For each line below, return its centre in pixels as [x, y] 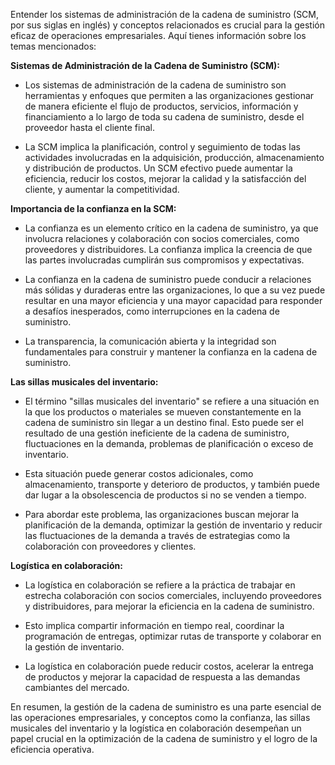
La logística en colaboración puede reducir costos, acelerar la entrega [169, 666]
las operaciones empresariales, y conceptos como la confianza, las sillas [160, 717]
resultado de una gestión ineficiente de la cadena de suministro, [157, 433]
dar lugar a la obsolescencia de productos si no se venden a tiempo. [165, 495]
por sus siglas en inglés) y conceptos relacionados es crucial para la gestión [167, 25]
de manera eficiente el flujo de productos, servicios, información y [161, 106]
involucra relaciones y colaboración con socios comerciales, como [162, 238]
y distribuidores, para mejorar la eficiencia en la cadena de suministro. [169, 606]
